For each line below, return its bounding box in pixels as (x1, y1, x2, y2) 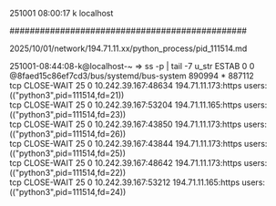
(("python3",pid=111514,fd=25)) (9, 148, 126, 159)
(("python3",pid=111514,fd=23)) (9, 109, 127, 119)
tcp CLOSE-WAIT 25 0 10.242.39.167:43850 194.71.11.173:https (9, 118, 242, 129)
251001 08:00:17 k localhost (9, 8, 114, 18)
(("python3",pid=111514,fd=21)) (9, 90, 125, 100)
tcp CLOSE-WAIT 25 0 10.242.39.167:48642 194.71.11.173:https (9, 158, 242, 168)
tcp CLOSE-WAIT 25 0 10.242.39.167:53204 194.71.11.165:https (9, 99, 242, 110)
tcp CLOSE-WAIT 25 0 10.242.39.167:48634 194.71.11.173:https (9, 80, 242, 90)
